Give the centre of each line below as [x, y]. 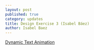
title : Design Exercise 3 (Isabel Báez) [47, 24]
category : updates [24, 19]
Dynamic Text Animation [30, 42]
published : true [22, 14]
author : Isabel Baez [26, 28]
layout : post [19, 10]
